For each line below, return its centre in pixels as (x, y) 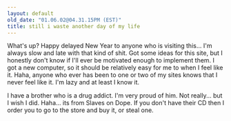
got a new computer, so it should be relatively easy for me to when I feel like (115, 68)
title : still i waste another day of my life (73, 26)
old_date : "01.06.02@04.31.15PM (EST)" (64, 20)
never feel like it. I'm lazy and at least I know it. (73, 82)
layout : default (30, 13)
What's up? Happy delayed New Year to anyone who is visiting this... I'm (110, 46)
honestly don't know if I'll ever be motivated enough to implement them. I (111, 60)
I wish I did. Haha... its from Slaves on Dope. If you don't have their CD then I (116, 103)
